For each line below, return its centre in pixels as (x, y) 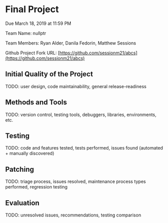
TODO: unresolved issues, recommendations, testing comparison (73, 215)
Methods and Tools (36, 102)
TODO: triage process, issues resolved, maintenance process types (76, 181)
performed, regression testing (36, 187)
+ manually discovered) (30, 154)
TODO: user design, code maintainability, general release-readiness (76, 86)
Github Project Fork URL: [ (32, 53)
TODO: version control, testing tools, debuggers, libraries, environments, (81, 115)
